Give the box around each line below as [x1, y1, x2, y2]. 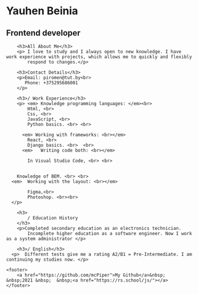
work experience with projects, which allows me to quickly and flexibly [6, 54, 193, 60]
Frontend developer [6, 28, 81, 38]
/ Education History [27, 215, 78, 221]
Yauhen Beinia [6, 4, 78, 18]
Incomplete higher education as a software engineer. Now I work [27, 230, 193, 236]
